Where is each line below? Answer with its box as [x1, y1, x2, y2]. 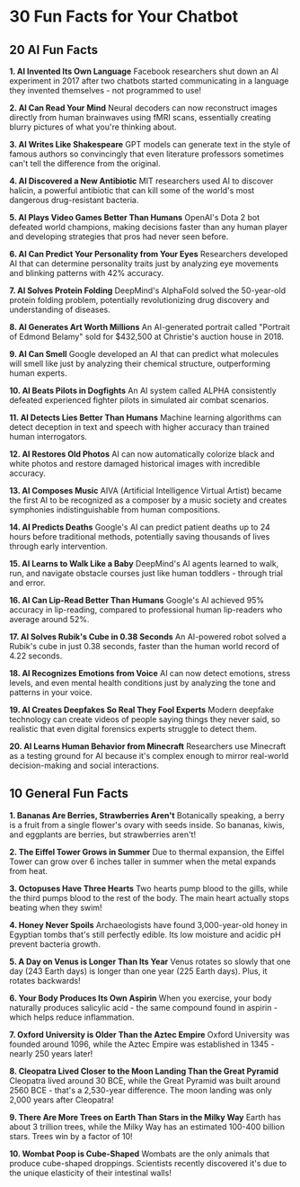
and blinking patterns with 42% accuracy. [9, 268, 164, 278]
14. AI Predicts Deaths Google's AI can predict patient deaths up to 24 [9, 522, 271, 532]
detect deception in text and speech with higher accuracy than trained [9, 422, 269, 433]
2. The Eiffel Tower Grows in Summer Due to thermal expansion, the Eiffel [9, 846, 285, 857]
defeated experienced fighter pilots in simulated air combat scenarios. [9, 395, 269, 406]
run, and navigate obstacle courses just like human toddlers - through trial [9, 568, 284, 578]
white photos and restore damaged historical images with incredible [9, 459, 260, 469]
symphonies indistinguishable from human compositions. [9, 504, 221, 514]
